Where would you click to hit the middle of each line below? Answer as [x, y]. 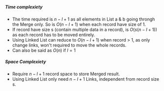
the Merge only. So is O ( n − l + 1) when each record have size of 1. [79, 24]
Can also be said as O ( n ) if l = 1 [44, 50]
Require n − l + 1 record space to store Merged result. [66, 74]
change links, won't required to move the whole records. [69, 45]
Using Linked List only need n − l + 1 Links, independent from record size [86, 79]
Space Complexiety [26, 62]
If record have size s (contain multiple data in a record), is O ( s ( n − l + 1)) [84, 29]
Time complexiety [24, 7]
